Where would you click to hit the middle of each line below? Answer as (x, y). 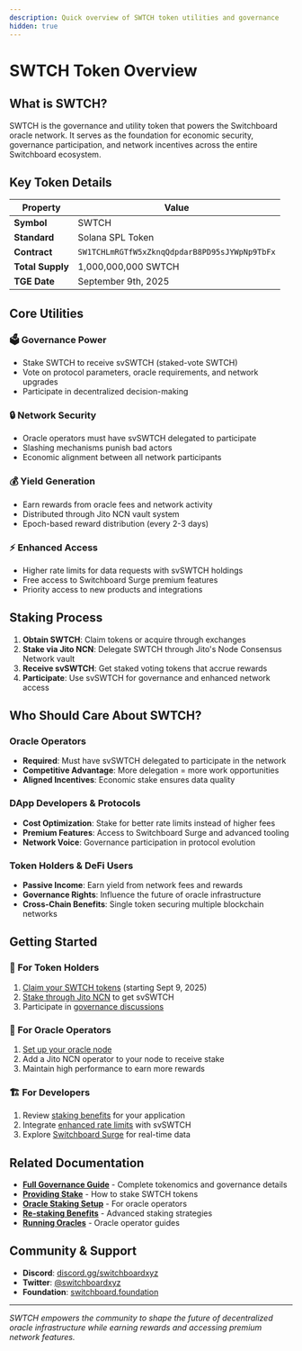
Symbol (31, 223)
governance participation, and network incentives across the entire (133, 144)
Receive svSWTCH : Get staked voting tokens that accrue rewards (145, 668)
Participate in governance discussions (93, 1006)
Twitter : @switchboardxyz (71, 1282)
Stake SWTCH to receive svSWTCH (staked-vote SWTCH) (130, 363)
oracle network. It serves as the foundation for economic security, (132, 135)
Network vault (49, 658)
